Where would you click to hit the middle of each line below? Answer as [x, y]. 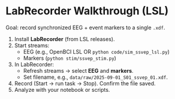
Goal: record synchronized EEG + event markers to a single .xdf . [85, 27]
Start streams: [32, 45]
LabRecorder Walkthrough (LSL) [87, 11]
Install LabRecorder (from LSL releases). [64, 39]
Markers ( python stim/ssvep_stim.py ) [70, 58]
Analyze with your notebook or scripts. [62, 89]
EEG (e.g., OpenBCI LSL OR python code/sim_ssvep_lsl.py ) [96, 51]
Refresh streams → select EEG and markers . [78, 70]
